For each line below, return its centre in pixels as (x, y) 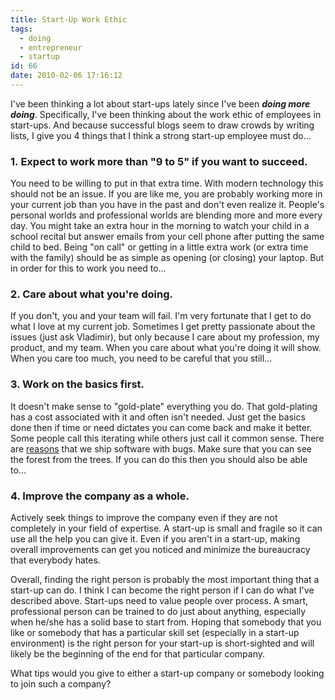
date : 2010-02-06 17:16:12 (66, 76)
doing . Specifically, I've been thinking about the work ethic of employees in (166, 114)
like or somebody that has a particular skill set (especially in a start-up (155, 633)
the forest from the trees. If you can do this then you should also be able (159, 459)
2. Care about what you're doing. (91, 294)
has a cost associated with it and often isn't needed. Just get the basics (158, 417)
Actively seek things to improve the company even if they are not (144, 518)
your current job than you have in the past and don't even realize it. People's (167, 205)
